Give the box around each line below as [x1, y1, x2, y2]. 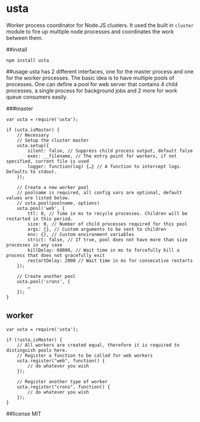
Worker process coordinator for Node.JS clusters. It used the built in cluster [6, 22, 194, 29]
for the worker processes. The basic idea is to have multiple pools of [6, 74, 174, 81]
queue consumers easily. [6, 93, 68, 100]
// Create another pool [17, 273, 76, 279]
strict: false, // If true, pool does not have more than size [27, 237, 187, 243]
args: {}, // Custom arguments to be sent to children [27, 226, 167, 232]
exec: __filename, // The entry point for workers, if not [27, 153, 177, 159]
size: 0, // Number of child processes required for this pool [27, 221, 187, 227]
